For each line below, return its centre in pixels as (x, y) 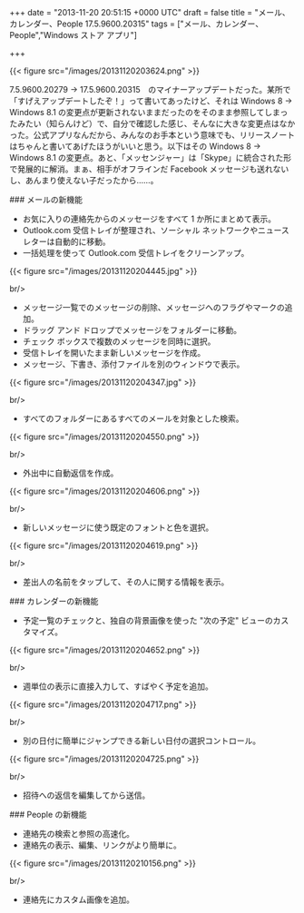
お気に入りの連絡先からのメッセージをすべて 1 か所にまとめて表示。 (149, 219)
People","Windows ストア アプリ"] (74, 35)
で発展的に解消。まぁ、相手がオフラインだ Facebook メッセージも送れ (142, 169)
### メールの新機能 (46, 200)
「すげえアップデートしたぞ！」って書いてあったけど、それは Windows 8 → (151, 101)
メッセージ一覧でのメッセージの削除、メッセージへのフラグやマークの (153, 307)
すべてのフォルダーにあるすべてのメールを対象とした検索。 (133, 418)
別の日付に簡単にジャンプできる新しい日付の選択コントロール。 (142, 741)
